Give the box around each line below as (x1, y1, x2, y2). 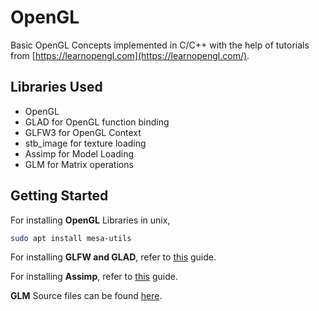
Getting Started (10, 187, 109, 205)
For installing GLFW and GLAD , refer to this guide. (10, 251, 217, 263)
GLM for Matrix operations (24, 158, 134, 170)
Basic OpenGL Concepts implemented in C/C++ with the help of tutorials (10, 39, 310, 51)
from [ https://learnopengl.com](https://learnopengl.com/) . (10, 49, 250, 61)
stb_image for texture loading (24, 137, 147, 149)
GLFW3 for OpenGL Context (24, 126, 142, 138)
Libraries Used (10, 79, 103, 96)
